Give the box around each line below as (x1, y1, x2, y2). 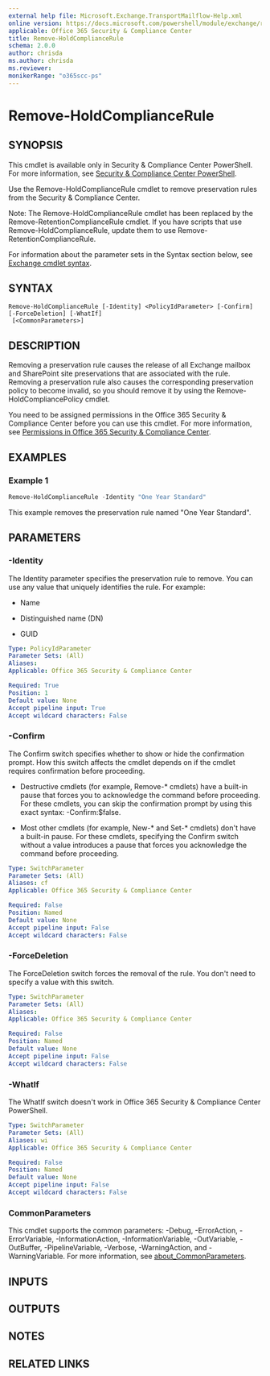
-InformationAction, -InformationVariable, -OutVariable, (55, 1234, 239, 1244)
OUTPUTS (8, 1302, 60, 1316)
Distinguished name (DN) (19, 613, 104, 623)
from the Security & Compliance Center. (8, 193, 141, 202)
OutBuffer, (8, 1243, 43, 1253)
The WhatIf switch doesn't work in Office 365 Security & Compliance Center (8, 1097, 261, 1107)
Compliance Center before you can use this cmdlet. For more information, (8, 418, 252, 428)
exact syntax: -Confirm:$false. (19, 807, 121, 817)
